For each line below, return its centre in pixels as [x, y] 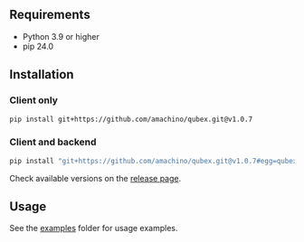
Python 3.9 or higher [61, 36]
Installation [42, 74]
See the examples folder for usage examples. [94, 228]
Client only [34, 100]
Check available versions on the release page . [95, 178]
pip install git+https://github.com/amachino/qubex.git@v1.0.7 [131, 119]
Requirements [50, 15]
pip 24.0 [38, 46]
